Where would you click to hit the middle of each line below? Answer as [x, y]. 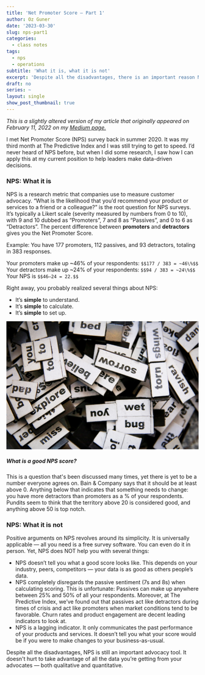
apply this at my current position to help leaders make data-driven [89, 159]
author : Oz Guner [28, 19]
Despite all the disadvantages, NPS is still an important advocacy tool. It [96, 652]
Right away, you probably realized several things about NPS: [82, 288]
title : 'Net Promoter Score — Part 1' [56, 13]
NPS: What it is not [34, 524]
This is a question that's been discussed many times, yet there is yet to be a [102, 476]
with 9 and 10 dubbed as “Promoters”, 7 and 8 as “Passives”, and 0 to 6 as [99, 220]
